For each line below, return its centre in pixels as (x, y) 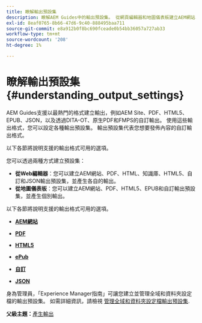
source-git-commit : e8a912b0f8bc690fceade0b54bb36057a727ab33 (86, 29)
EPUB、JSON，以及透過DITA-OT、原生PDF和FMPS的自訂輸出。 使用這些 (97, 120)
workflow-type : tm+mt (33, 34)
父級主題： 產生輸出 (30, 313)
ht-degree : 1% (24, 46)
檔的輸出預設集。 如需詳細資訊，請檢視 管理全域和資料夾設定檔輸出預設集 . (98, 301)
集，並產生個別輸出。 (41, 196)
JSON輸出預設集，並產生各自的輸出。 (72, 181)
